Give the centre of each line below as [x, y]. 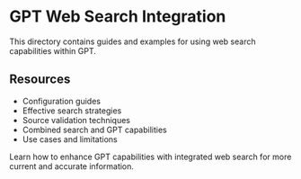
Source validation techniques [76, 120]
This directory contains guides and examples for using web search [133, 41]
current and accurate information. [72, 166]
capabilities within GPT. [53, 50]
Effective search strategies [72, 111]
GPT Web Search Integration [118, 17]
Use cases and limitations [70, 139]
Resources [40, 80]
